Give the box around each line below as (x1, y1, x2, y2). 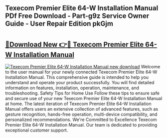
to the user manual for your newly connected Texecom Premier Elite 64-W (5, 69, 158, 75)
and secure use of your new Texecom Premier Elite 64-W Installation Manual (5, 96, 163, 101)
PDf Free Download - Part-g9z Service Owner (5, 12, 150, 20)
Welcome (141, 64, 161, 69)
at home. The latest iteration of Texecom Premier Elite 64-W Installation (5, 101, 152, 107)
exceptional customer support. (5, 127, 68, 133)
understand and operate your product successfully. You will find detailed (5, 80, 155, 85)
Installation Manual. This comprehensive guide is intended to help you (5, 74, 149, 80)
